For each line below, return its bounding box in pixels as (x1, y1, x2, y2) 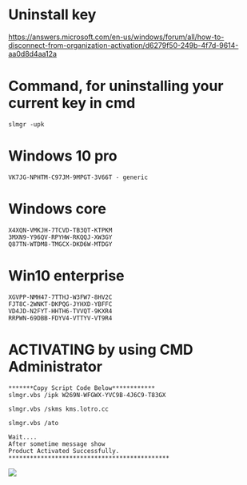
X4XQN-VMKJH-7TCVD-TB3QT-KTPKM (8, 226, 113, 234)
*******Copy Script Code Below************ (8, 384, 156, 392)
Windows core (8, 200, 106, 217)
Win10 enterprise (8, 266, 125, 284)
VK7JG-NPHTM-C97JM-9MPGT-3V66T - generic (8, 173, 149, 181)
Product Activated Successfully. (8, 447, 120, 455)
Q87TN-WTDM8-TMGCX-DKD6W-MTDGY (8, 240, 113, 248)
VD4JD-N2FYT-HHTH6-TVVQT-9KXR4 (8, 307, 113, 315)
